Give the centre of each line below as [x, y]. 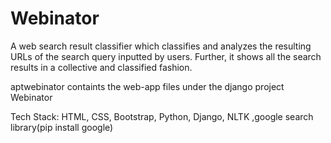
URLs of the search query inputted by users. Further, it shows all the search [166, 56]
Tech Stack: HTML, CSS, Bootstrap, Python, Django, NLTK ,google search [162, 116]
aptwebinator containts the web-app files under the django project [147, 86]
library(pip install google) [62, 127]
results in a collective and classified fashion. [101, 67]
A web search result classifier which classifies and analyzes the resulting [161, 46]
